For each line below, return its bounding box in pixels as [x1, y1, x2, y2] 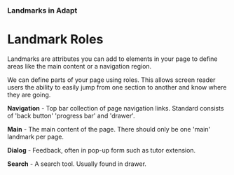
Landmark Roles [7, 31, 104, 48]
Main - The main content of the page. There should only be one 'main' [7, 125, 211, 133]
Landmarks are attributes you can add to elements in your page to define [7, 55, 219, 63]
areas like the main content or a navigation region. [7, 62, 152, 70]
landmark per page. [7, 132, 64, 141]
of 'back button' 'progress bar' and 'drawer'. [7, 111, 135, 120]
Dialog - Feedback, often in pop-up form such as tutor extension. [7, 146, 196, 154]
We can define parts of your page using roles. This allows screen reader [7, 76, 216, 84]
